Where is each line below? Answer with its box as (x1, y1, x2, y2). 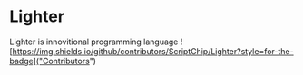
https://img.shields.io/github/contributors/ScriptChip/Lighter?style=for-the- (12, 45, 294, 56)
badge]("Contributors (9, 55, 91, 66)
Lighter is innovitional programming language (9, 36, 179, 47)
